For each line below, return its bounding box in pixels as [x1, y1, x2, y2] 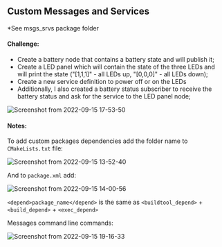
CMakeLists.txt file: [7, 144, 64, 153]
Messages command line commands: [7, 219, 114, 228]
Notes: [7, 121, 28, 130]
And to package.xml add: [7, 171, 76, 180]
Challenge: [7, 40, 39, 48]
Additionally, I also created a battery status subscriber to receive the [17, 85, 212, 93]
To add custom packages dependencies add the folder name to [7, 137, 188, 145]
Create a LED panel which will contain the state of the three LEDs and [17, 62, 216, 71]
